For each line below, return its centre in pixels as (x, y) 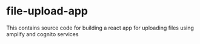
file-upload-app (47, 11)
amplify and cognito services (42, 34)
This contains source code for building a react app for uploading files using (100, 28)
